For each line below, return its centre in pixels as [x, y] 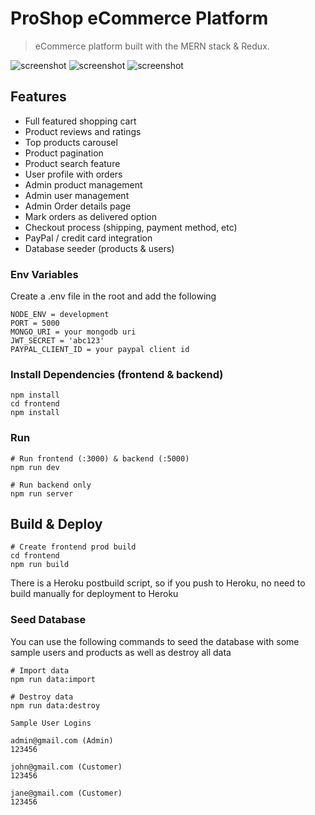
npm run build [40, 565]
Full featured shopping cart [80, 121]
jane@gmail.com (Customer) [66, 793]
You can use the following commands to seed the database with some [155, 641]
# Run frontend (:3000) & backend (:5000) [100, 458]
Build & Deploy [56, 524]
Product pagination [64, 153]
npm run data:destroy [55, 705]
